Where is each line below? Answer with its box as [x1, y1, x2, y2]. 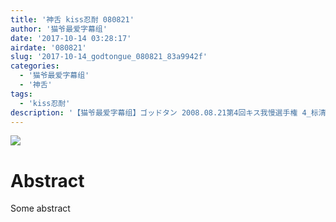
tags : [10, 89, 33, 99]
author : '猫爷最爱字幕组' [10, 24, 108, 34]
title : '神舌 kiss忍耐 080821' [10, 14, 135, 25]
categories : [10, 61, 60, 71]
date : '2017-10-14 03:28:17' [10, 33, 132, 43]
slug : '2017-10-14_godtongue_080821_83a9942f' [10, 52, 208, 62]
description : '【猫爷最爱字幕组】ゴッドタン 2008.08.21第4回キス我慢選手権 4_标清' [10, 107, 331, 118]
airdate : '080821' [10, 42, 87, 53]
